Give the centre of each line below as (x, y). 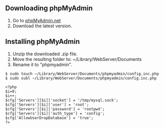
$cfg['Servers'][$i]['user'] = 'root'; (47, 105)
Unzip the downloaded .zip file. (45, 54)
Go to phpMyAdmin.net (37, 20)
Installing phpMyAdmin (43, 42)
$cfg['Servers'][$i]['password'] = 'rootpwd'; (55, 109)
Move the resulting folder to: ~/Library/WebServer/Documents (77, 59)
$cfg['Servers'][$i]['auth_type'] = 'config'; (55, 113)
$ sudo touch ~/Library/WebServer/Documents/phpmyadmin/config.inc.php (82, 74)
